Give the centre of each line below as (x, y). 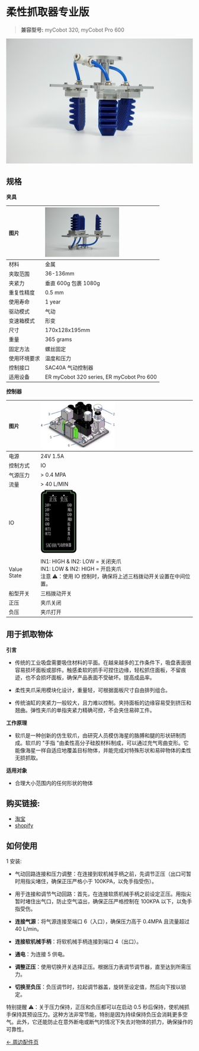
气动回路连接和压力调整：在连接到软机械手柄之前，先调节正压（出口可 (100, 874)
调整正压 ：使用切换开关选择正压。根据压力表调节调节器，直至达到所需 (100, 967)
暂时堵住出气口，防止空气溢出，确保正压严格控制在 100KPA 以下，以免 (101, 902)
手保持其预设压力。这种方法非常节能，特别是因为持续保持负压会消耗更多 (94, 1015)
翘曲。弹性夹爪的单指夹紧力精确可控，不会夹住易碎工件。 (85, 710)
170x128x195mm (68, 330)
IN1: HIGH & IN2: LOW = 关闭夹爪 (81, 562)
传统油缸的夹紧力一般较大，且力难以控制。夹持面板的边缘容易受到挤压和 (103, 702)
